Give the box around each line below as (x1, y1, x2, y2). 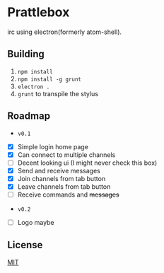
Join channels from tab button (17, 174, 106, 182)
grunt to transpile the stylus (17, 89, 99, 98)
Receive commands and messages (17, 190, 119, 199)
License (7, 239, 43, 251)
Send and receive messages (17, 166, 100, 175)
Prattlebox (7, 4, 70, 21)
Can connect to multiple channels (17, 150, 116, 159)
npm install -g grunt (17, 76, 81, 83)
